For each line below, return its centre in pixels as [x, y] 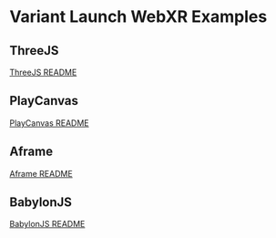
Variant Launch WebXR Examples [138, 17]
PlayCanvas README [49, 123]
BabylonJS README [47, 224]
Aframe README [41, 173]
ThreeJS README [43, 72]
